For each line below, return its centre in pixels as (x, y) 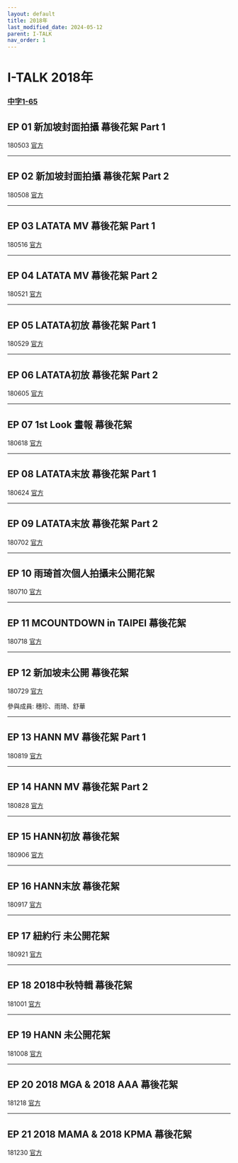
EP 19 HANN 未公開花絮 (59, 1035)
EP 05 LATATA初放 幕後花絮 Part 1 (82, 325)
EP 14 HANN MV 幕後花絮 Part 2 (78, 787)
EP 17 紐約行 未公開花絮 (58, 935)
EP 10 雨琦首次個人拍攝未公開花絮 (81, 573)
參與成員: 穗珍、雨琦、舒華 (46, 706)
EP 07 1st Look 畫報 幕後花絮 (70, 424)
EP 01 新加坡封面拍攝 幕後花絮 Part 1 (86, 127)
